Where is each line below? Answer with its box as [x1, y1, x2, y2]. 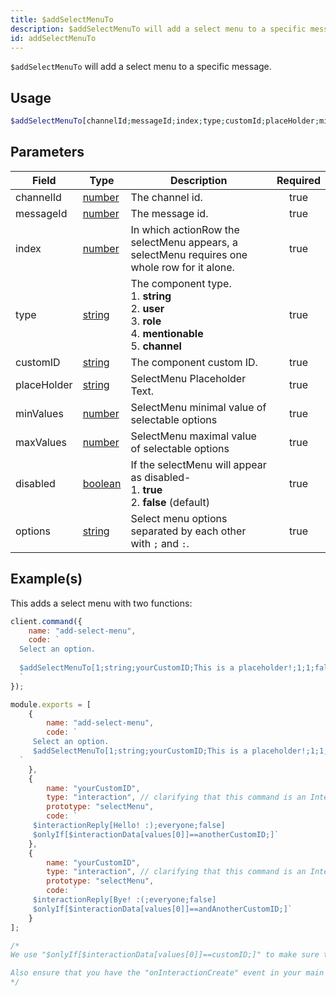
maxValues [15, 435, 68, 449]
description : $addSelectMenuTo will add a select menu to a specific [10, 24, 307, 34]
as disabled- [130, 470, 192, 484]
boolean [82, 476, 122, 490]
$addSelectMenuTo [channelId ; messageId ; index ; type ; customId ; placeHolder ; [10, 116, 320, 126]
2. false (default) [130, 495, 210, 509]
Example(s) [10, 571, 83, 588]
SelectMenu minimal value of [130, 400, 267, 414]
